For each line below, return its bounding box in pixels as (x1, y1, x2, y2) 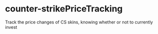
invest (5, 24, 18, 30)
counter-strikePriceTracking (5, 3, 123, 14)
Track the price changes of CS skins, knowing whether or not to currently (5, 19, 153, 25)
